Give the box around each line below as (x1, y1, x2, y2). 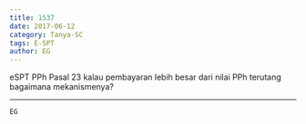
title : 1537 (9, 13, 55, 23)
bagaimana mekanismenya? (9, 81, 114, 92)
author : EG (9, 47, 51, 56)
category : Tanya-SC (9, 30, 84, 39)
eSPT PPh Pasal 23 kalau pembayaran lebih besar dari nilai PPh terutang (9, 72, 281, 82)
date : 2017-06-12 (9, 22, 76, 31)
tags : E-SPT (9, 38, 55, 48)
